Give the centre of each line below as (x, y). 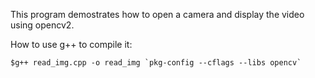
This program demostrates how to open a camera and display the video (157, 14)
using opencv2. (42, 25)
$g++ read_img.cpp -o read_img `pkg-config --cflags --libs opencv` (156, 63)
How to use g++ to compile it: (71, 44)
